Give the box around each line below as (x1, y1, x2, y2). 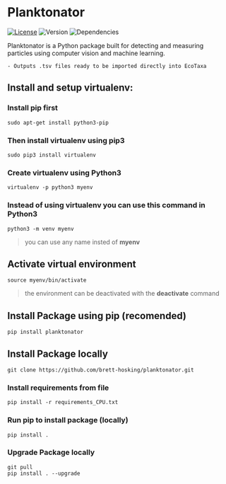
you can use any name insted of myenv (24, 238, 140, 246)
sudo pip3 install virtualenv (7, 151, 97, 159)
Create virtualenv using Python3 (7, 168, 121, 178)
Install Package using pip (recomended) (7, 309, 187, 322)
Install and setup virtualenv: (7, 82, 133, 94)
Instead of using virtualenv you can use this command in (7, 200, 206, 210)
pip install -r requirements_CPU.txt (7, 399, 119, 406)
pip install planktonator (7, 328, 83, 336)
